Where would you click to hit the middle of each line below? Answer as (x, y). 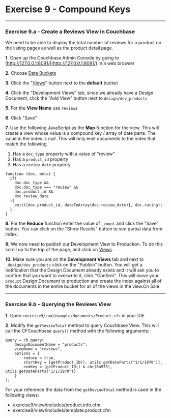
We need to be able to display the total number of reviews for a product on (83, 43)
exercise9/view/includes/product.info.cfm (56, 405)
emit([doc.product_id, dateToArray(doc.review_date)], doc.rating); (89, 205)
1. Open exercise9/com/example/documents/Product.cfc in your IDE (75, 315)
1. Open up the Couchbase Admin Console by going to (62, 58)
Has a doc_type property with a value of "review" (64, 154)
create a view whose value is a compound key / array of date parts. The (81, 133)
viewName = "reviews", (38, 349)
